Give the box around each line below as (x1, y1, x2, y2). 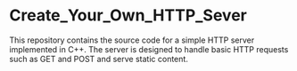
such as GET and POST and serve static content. (9, 53, 189, 64)
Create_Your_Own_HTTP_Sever (9, 5, 247, 26)
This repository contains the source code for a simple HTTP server (9, 35, 255, 45)
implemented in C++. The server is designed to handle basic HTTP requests (9, 43, 289, 54)
